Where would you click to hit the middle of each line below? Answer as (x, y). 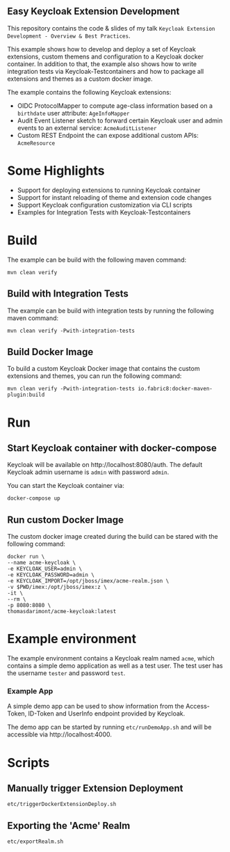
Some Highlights (56, 171)
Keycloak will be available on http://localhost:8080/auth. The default (105, 465)
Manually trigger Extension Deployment (95, 788)
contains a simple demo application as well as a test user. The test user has (115, 666)
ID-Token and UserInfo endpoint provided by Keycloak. (107, 713)
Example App (30, 691)
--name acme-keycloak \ (42, 563)
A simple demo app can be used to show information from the (96, 707)
